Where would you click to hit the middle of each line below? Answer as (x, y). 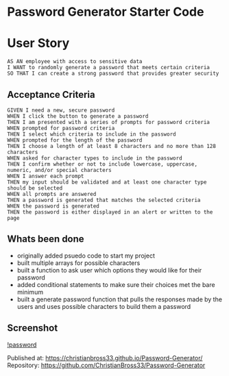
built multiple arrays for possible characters (79, 263)
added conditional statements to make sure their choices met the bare (116, 284)
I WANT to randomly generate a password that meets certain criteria (109, 68)
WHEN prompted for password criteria (61, 128)
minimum (30, 292)
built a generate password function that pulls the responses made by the (120, 299)
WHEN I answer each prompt (46, 176)
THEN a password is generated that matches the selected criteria (104, 200)
